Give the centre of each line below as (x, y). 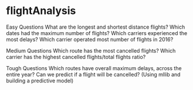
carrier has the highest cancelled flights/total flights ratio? (76, 57)
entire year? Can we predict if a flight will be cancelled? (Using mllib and (93, 74)
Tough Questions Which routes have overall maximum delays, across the (94, 68)
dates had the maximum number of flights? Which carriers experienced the (97, 33)
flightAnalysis (41, 11)
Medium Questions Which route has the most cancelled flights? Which (91, 50)
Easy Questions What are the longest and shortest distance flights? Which (96, 27)
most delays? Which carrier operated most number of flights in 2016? (90, 39)
